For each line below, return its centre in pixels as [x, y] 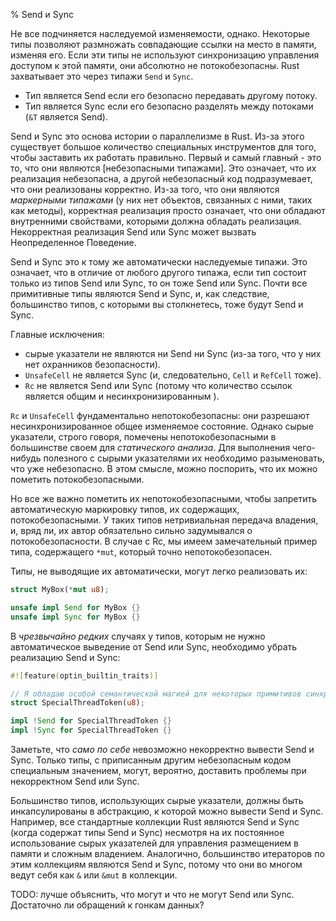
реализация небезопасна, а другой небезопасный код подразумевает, [161, 178]
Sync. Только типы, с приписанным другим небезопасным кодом [151, 760]
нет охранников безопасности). [92, 364]
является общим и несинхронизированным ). [122, 396]
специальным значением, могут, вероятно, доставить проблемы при [158, 770]
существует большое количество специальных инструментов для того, [163, 147]
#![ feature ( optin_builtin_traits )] [84, 675]
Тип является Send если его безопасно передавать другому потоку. [171, 95]
